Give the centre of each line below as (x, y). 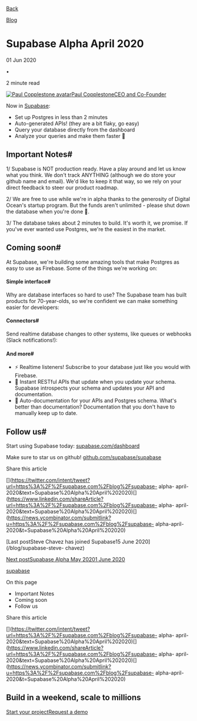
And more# (20, 354)
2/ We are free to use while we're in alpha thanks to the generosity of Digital (98, 199)
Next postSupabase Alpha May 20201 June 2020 (66, 559)
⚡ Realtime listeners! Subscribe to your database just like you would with (103, 367)
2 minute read (23, 83)
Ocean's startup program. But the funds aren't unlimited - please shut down (98, 205)
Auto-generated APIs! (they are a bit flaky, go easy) (77, 123)
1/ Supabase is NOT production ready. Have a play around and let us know (96, 169)
